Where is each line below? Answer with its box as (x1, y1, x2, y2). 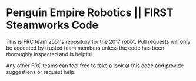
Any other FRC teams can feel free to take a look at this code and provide (6, 62, 184, 69)
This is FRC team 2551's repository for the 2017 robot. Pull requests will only (6, 38, 191, 45)
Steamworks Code (6, 18, 99, 32)
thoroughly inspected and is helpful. (6, 50, 94, 57)
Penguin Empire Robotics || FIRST (6, 6, 174, 20)
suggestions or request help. (6, 68, 76, 75)
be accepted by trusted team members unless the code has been (6, 44, 165, 51)
